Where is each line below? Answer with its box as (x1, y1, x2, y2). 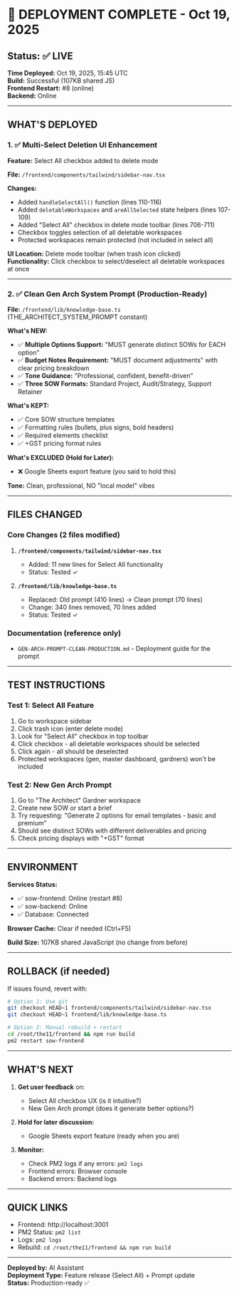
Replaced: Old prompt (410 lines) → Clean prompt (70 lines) (28, 595, 203, 604)
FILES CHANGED (7, 508, 83, 521)
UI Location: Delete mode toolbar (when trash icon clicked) (7, 249, 181, 258)
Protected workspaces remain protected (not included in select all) (17, 235, 213, 244)
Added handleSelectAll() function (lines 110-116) (17, 197, 162, 206)
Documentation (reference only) (7, 628, 122, 638)
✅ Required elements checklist (17, 431, 108, 439)
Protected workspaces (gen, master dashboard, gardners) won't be (17, 754, 216, 763)
